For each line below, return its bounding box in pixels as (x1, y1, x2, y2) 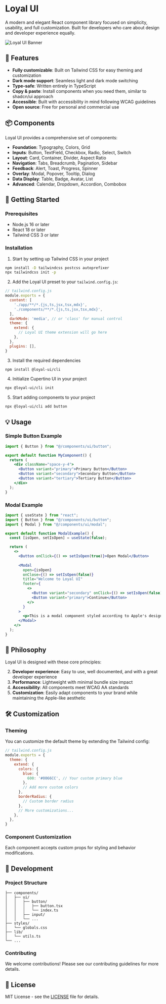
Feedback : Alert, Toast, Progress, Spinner (12, 165, 98, 171)
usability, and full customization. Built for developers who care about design (5, 24, 160, 30)
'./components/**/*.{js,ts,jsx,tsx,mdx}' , (14, 307, 103, 312)
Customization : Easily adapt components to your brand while (12, 690, 138, 696)
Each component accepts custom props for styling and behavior (5, 845, 136, 851)
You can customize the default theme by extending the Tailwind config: (5, 738, 150, 744)
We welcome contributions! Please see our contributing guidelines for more (5, 961, 159, 967)
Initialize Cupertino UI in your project (12, 376, 87, 382)
